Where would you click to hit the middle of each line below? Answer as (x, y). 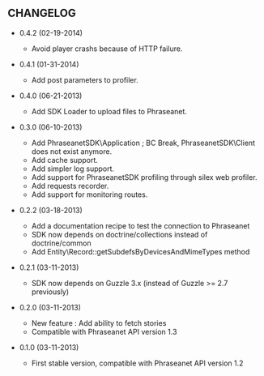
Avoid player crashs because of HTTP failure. (107, 49)
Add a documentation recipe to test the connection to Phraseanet (141, 225)
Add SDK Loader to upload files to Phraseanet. (109, 111)
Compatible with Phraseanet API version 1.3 (104, 331)
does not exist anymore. (72, 151)
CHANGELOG (42, 13)
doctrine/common (62, 243)
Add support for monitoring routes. (89, 194)
